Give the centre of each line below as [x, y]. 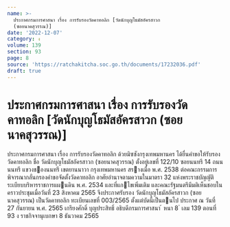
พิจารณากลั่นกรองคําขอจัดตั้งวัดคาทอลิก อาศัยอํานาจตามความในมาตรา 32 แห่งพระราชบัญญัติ [111, 177]
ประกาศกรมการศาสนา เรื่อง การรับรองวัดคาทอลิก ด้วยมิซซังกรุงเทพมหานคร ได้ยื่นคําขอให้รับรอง [114, 154]
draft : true [24, 71]
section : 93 [24, 52]
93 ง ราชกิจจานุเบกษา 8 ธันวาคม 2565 [53, 216]
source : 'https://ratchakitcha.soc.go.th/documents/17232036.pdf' [104, 64]
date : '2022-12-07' [35, 33]
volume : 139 [24, 45]
